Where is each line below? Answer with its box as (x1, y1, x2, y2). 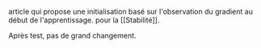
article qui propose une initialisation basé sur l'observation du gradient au (8, 7, 253, 16)
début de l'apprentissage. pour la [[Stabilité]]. (8, 15, 160, 25)
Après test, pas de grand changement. (8, 31, 137, 40)
